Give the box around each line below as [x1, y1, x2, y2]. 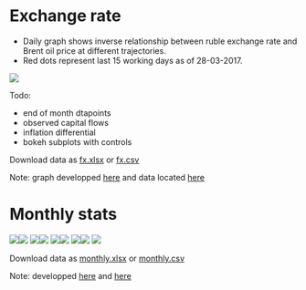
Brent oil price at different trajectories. [22, 45, 166, 56]
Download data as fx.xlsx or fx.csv [9, 154, 140, 165]
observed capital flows [22, 117, 110, 128]
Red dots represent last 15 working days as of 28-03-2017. [22, 55, 243, 66]
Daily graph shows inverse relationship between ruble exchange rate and [22, 36, 298, 47]
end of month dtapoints [22, 107, 111, 119]
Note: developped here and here [9, 270, 132, 281]
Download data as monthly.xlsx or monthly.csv [9, 253, 185, 264]
